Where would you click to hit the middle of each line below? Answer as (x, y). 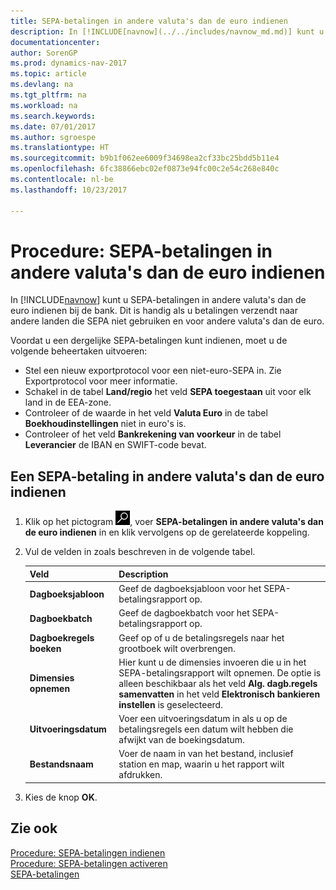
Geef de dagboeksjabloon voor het (190, 588)
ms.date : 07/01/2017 (53, 126)
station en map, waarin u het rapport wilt (201, 764)
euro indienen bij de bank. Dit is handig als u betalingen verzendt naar (154, 311)
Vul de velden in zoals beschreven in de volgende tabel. (140, 552)
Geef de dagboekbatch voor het (184, 613)
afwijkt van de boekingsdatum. (181, 739)
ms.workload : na (44, 105)
